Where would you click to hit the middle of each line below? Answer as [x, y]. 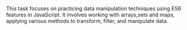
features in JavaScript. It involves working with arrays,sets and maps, [91, 15]
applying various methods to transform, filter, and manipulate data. [87, 21]
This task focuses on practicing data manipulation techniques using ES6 [94, 9]
